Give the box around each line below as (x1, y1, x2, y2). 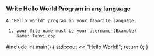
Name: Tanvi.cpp (16, 33, 57, 39)
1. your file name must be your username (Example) (8, 28, 137, 34)
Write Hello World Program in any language (6, 5, 131, 13)
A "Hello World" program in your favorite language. (6, 18, 137, 24)
